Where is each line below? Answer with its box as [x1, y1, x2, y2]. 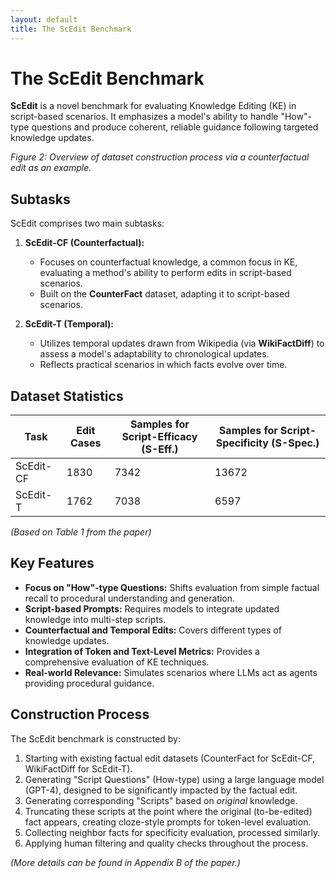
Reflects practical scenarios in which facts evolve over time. [39, 359, 288, 371]
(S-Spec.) [271, 436, 320, 450]
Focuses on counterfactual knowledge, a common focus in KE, [39, 256, 298, 268]
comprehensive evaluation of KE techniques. [24, 656, 210, 668]
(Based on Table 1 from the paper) [10, 526, 152, 538]
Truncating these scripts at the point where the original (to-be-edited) [24, 805, 313, 817]
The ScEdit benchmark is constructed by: [10, 732, 182, 745]
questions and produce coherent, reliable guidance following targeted [31, 121, 319, 133]
